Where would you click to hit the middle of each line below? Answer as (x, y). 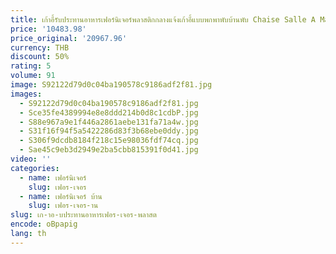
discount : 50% (40, 57)
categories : (35, 168)
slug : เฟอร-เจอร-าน (63, 206)
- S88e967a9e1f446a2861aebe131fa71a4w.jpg (109, 122)
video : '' (31, 159)
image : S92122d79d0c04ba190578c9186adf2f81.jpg (111, 85)
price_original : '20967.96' (69, 38)
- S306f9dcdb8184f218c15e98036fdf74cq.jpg (109, 141)
